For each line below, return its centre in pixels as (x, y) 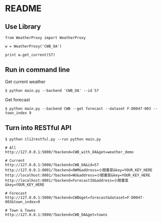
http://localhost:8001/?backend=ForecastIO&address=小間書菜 (67, 180)
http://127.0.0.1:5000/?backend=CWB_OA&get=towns (56, 215)
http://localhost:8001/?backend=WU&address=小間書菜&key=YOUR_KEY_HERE (78, 175)
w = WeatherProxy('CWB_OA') (34, 46)
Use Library (23, 27)
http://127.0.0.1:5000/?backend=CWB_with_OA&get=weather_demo (69, 152)
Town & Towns (23, 210)
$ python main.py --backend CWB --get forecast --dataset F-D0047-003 (78, 109)
